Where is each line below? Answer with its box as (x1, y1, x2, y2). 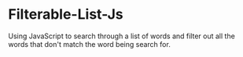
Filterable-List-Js (8, 5, 123, 23)
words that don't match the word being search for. (8, 39, 171, 48)
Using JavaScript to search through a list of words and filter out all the (8, 31, 236, 41)
